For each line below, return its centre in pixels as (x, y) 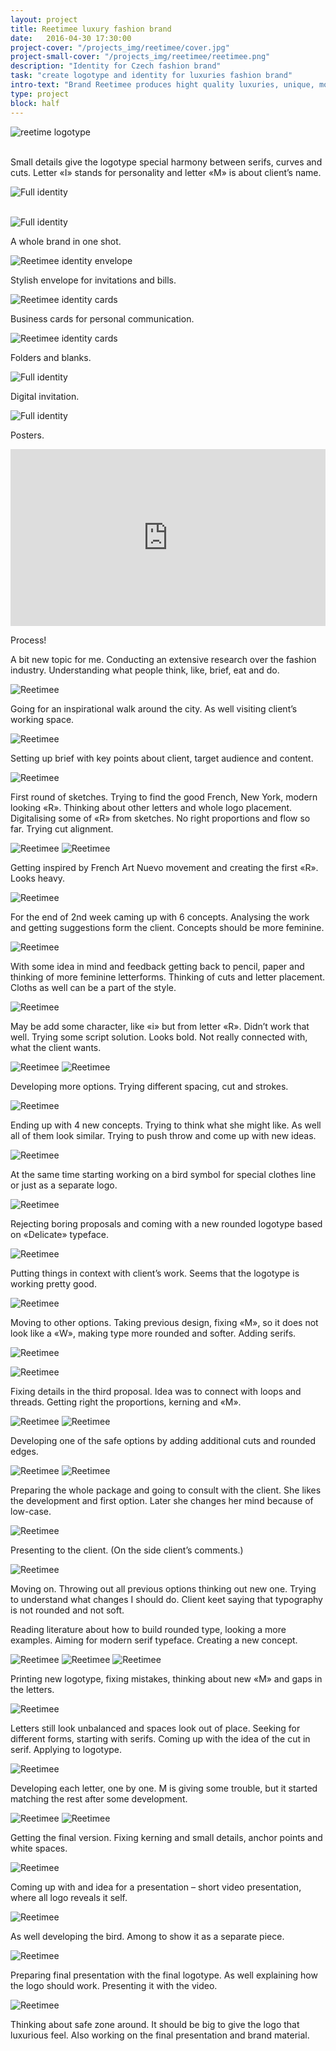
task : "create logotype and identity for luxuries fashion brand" (151, 76)
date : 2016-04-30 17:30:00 (71, 38)
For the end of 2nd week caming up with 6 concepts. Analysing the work (160, 917)
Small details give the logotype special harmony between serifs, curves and (166, 162)
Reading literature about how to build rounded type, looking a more (148, 1629)
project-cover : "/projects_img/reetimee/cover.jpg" (120, 47)
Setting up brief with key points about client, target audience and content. (162, 758)
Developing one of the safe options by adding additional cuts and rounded (163, 1440)
